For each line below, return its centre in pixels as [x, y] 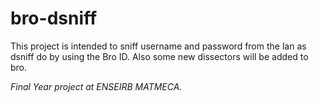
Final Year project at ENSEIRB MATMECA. [96, 86]
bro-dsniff [54, 18]
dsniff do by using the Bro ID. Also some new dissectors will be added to [159, 56]
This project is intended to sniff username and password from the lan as [158, 46]
